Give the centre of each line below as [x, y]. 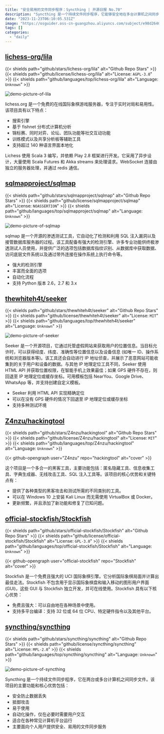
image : [12, 23]
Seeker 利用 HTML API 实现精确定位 [48, 393]
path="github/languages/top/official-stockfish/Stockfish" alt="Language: [79, 546]
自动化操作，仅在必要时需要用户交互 [49, 714]
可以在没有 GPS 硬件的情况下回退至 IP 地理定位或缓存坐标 [70, 399]
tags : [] [14, 28]
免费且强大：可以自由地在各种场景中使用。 [55, 605]
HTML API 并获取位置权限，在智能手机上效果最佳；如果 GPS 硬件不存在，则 [81, 370]
